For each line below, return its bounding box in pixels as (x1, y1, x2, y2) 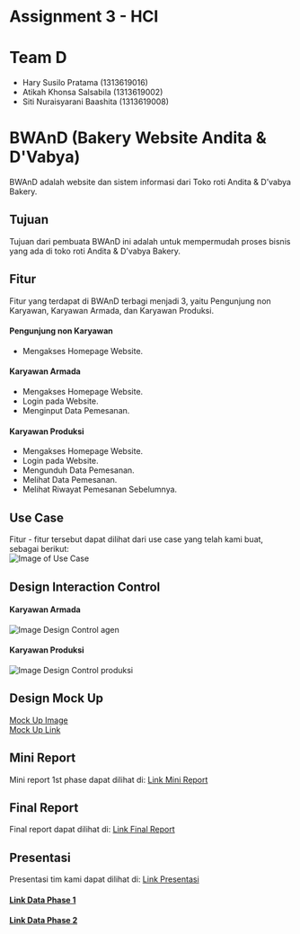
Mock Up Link (9, 724, 61, 734)
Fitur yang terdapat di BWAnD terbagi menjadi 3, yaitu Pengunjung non (9, 295, 271, 307)
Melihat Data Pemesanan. (22, 475, 118, 485)
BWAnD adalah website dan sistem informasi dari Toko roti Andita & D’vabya (9, 177, 292, 188)
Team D (9, 48, 67, 68)
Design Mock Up (9, 690, 104, 707)
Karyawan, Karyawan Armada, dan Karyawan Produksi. (9, 305, 214, 316)
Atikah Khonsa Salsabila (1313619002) (22, 87, 163, 98)
